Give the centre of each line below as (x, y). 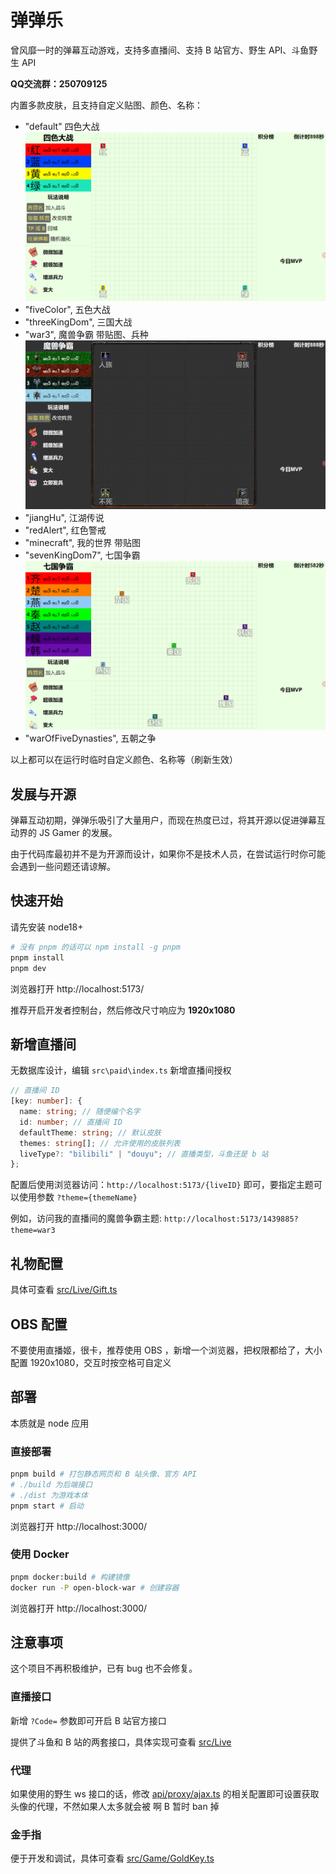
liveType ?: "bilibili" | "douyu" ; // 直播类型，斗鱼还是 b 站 (144, 1154)
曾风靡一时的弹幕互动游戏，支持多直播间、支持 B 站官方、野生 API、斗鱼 (160, 50)
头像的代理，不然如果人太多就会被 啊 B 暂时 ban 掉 (115, 1807)
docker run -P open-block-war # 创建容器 (95, 1587)
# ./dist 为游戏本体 (49, 1495)
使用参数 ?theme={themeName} (78, 1197)
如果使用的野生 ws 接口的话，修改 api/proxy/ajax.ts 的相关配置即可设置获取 (165, 1794)
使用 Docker (40, 1554)
